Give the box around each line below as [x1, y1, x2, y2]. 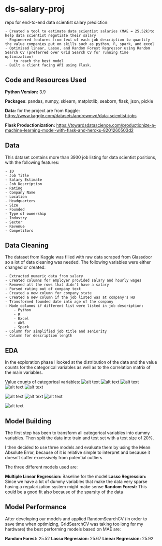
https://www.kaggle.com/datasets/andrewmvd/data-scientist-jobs [5, 112, 137, 118]
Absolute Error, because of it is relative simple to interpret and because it [5, 450, 150, 455]
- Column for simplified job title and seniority [5, 329, 107, 334]
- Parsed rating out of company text [5, 287, 81, 291]
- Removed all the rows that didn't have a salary [5, 282, 109, 287]
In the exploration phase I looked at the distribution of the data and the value [5, 359, 157, 365]
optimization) [5, 54, 34, 59]
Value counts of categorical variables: [5, 379, 81, 385]
